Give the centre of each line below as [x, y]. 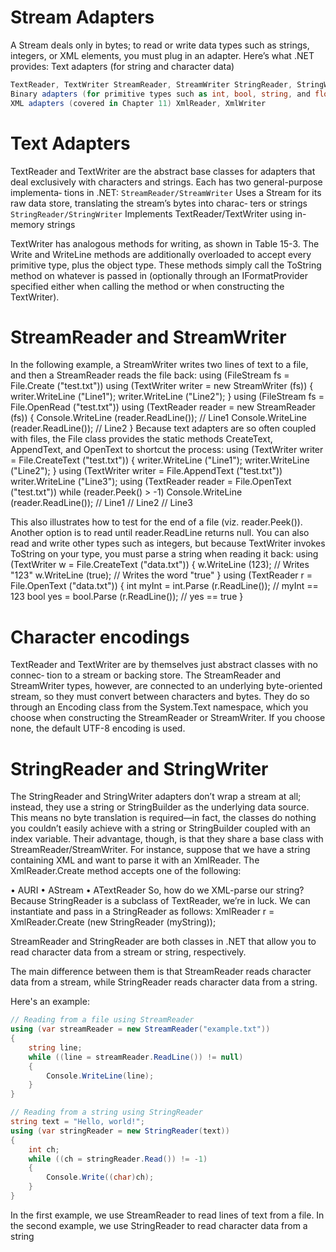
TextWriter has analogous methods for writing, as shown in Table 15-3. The [165, 243]
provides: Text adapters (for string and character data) [122, 66]
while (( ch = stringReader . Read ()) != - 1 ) [118, 1159]
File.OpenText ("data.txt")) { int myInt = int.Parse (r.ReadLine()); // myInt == [164, 586]
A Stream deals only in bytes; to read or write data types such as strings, [160, 45]
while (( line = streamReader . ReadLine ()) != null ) [136, 1057]
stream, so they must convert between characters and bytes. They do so [160, 697]
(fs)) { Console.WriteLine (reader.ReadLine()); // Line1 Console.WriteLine [158, 418]
